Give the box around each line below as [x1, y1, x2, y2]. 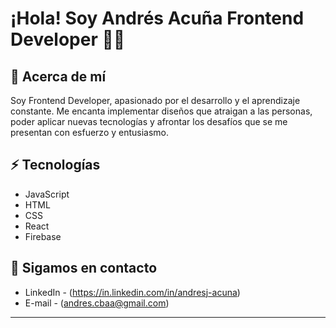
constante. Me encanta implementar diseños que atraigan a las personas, [10, 105, 313, 117]
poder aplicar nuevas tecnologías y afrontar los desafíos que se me [10, 116, 288, 127]
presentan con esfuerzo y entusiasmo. [10, 127, 170, 138]
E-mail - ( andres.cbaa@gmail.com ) [24, 297, 170, 309]
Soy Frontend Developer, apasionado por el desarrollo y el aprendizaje [10, 95, 301, 106]
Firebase [24, 230, 62, 242]
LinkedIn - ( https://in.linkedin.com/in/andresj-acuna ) [24, 286, 241, 298]
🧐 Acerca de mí [10, 68, 107, 85]
